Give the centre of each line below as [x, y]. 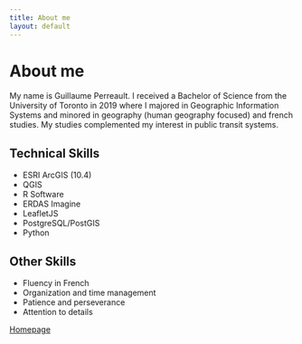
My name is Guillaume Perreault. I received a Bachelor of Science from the [148, 96]
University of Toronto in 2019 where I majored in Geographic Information [144, 106]
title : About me [40, 18]
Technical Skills [55, 153]
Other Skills [43, 261]
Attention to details [57, 312]
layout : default [40, 26]
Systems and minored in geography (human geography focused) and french [151, 115]
